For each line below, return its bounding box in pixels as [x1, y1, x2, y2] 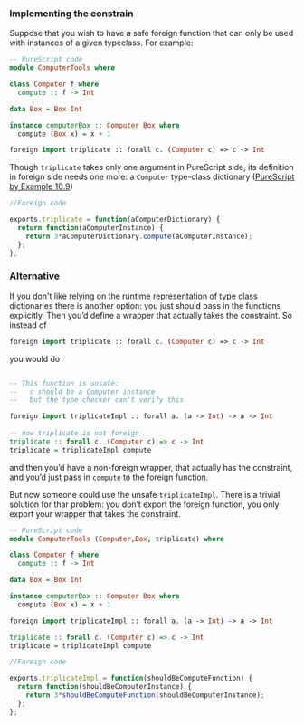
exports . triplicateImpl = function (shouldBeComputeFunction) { [9, 673, 253, 683]
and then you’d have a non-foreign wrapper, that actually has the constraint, [9, 462, 293, 472]
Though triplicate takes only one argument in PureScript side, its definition [9, 162, 294, 173]
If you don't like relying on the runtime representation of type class [9, 291, 258, 301]
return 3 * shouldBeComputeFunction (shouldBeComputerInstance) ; [25, 691, 265, 700]
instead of [9, 320, 47, 330]
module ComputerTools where [9, 63, 116, 72]
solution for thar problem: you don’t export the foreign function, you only [9, 499, 280, 510]
